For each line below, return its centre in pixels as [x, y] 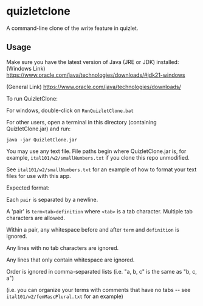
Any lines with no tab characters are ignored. [63, 247]
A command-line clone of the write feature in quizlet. [72, 28]
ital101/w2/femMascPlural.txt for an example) [65, 296]
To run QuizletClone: [32, 98]
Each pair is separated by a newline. [52, 199]
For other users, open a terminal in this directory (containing [81, 122]
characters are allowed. [36, 218]
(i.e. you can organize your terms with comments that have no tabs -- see [98, 290]
